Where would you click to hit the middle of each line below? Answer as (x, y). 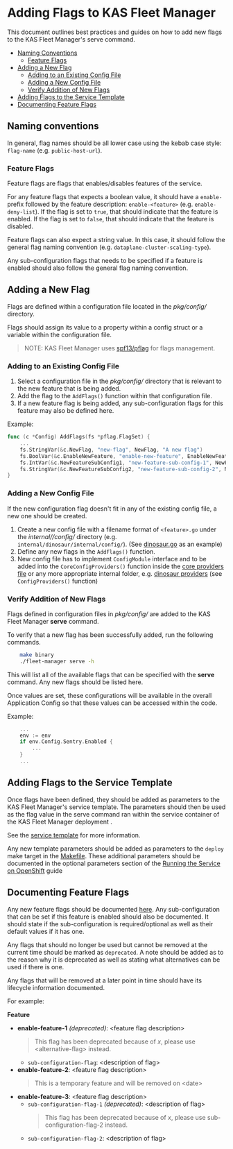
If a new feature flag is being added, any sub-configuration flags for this (120, 403)
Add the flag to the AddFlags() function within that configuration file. (115, 396)
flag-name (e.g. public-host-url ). (55, 150)
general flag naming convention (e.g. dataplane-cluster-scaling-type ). (109, 247)
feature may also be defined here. (66, 411)
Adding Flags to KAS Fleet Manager (112, 13)
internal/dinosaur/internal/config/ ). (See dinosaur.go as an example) (120, 544)
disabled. (20, 226)
